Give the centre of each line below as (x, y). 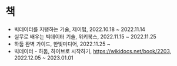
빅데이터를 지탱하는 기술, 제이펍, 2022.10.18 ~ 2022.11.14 (79, 29)
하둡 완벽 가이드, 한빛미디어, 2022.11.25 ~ (62, 44)
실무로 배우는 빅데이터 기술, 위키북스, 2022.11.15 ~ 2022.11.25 (85, 36)
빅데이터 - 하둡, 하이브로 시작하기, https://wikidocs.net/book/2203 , (93, 51)
